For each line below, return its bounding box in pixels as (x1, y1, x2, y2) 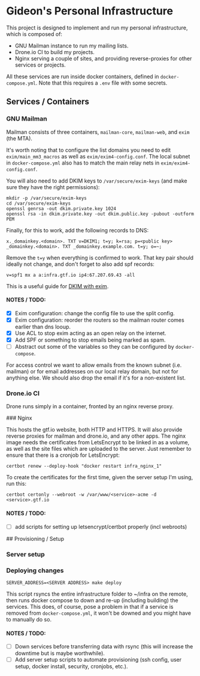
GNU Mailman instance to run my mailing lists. (14, 42, 129, 49)
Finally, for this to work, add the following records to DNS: (6, 226, 149, 234)
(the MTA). (6, 134, 33, 142)
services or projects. (14, 61, 66, 68)
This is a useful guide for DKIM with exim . (6, 282, 109, 289)
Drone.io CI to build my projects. (14, 48, 95, 55)
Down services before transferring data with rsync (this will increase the (14, 643, 193, 650)
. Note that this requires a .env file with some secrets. (35, 79, 168, 86)
